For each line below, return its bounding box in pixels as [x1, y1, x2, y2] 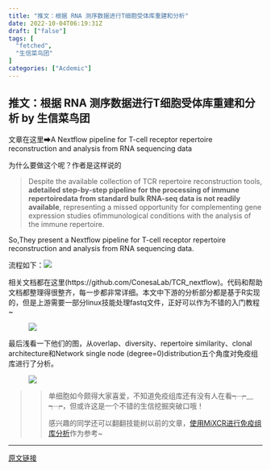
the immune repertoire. [27, 219, 105, 229]
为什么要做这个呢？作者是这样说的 [8, 160, 122, 170]
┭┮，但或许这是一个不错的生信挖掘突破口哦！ [48, 401, 204, 410]
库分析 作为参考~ [48, 428, 103, 438]
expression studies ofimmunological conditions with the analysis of [27, 211, 252, 220]
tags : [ [8, 34, 35, 43]
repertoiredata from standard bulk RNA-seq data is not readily [27, 193, 240, 203]
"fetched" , [15, 42, 52, 50]
